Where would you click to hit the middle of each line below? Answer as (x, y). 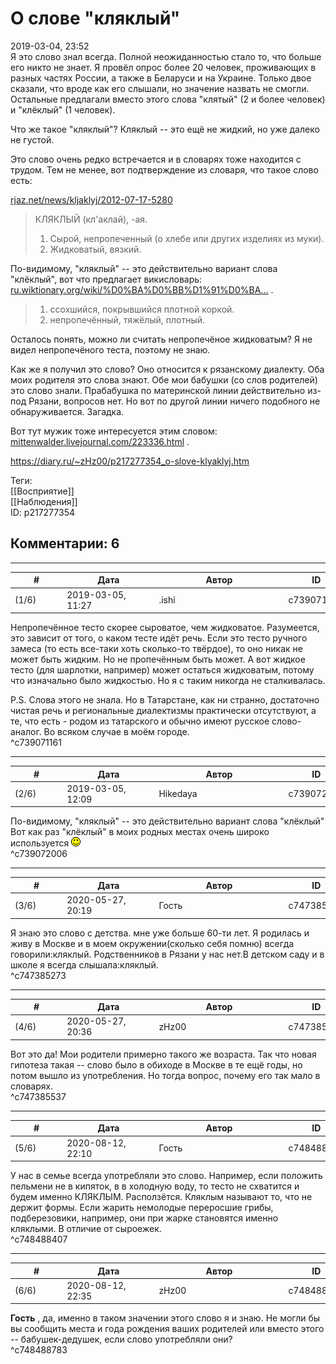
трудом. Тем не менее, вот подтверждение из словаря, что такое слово (164, 169)
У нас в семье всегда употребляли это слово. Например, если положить (166, 1175)
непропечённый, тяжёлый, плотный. (127, 319)
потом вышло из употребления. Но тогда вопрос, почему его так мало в (165, 1075)
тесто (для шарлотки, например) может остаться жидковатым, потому (162, 670)
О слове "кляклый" (95, 18)
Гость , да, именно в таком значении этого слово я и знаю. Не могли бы (165, 1318)
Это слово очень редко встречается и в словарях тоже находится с (156, 159)
